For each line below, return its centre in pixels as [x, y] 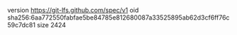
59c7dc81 [22, 25]
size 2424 [52, 25]
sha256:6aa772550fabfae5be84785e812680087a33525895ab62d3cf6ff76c [118, 17]
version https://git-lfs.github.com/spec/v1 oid [73, 10]
